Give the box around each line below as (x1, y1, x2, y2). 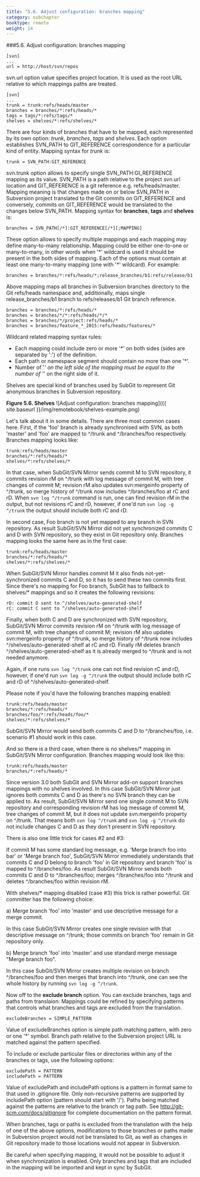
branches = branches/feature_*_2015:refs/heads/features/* (6, 323, 156, 329)
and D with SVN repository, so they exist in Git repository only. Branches (6, 531, 183, 538)
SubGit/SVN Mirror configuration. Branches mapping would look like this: (6, 751, 185, 759)
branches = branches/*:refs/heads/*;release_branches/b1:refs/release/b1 (6, 272, 193, 279)
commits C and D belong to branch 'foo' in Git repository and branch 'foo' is (6, 859, 192, 866)
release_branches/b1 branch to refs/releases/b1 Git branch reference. (6, 296, 177, 303)
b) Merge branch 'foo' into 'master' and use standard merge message (6, 949, 177, 956)
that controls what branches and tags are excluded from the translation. (6, 1004, 182, 1011)
